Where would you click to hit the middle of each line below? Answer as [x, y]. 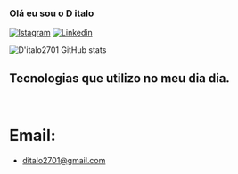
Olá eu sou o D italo [52, 13]
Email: [33, 136]
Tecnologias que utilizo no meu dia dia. [119, 78]
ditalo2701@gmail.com [64, 161]
